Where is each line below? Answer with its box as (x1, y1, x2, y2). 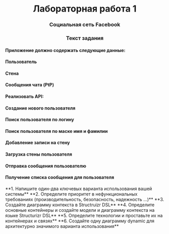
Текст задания (66, 35, 104, 42)
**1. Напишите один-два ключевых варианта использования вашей (5, 185, 152, 192)
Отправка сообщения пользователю (5, 163, 87, 169)
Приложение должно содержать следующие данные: (5, 47, 126, 53)
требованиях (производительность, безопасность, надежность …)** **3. (5, 196, 164, 202)
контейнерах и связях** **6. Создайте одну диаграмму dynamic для (5, 218, 155, 224)
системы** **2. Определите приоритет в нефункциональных (5, 191, 138, 197)
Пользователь (5, 59, 37, 65)
